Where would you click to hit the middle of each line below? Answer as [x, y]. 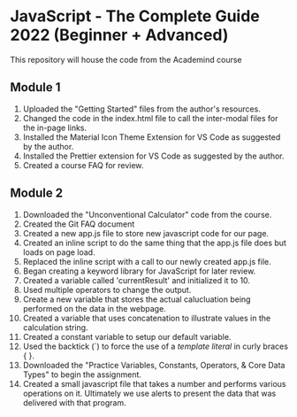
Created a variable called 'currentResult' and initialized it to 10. [137, 280]
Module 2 [37, 193]
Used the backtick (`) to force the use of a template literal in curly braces [155, 346]
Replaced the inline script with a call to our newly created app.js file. [147, 261]
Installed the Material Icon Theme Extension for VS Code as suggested [152, 137]
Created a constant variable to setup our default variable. [127, 336]
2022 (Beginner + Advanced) [119, 35]
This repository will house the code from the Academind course [126, 59]
